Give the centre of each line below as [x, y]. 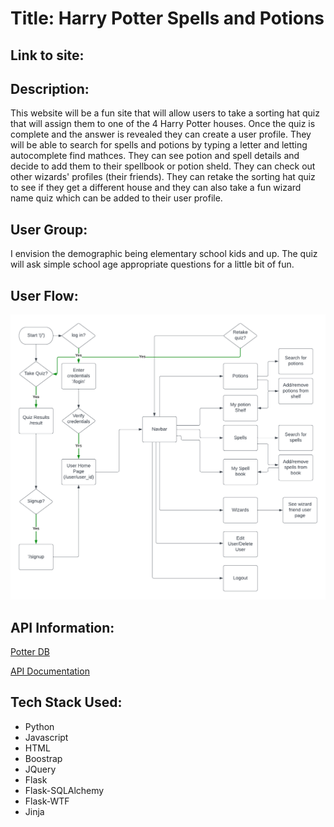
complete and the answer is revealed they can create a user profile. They [161, 134]
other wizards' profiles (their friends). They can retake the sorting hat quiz [163, 177]
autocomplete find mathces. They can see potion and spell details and [155, 156]
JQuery [40, 769]
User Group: [49, 229]
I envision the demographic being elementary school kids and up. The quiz [164, 254]
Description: [50, 88]
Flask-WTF [47, 801]
